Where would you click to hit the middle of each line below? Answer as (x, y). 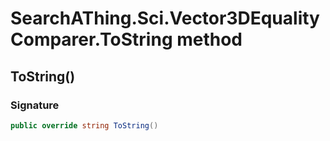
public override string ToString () (84, 125)
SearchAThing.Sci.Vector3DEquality (165, 18)
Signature (35, 105)
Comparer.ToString (91, 39)
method (209, 39)
